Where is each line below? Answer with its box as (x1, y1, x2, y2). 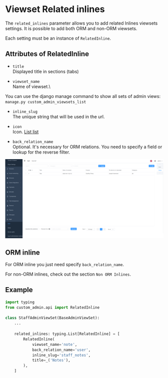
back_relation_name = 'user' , (32, 347, 91, 352)
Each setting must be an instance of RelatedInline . (5, 35, 111, 41)
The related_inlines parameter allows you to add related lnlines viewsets (5, 20, 158, 26)
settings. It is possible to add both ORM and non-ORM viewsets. (5, 25, 137, 31)
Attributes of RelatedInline (5, 50, 89, 58)
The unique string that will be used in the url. (12, 113, 105, 119)
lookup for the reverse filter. (12, 149, 70, 155)
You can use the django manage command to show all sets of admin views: (5, 93, 161, 99)
